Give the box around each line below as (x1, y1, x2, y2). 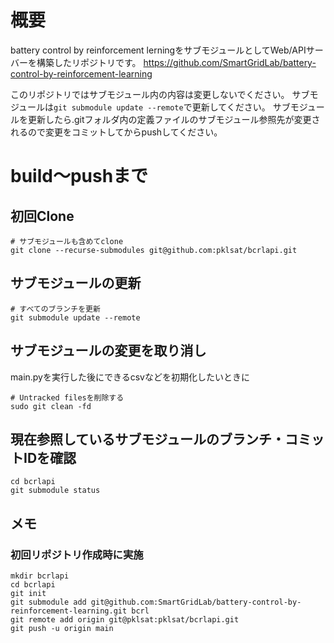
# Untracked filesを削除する (10, 392, 125, 403)
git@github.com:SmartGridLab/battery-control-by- (90, 597, 302, 608)
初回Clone (10, 207, 75, 225)
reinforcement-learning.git (10, 606, 128, 616)
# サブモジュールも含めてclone (10, 236, 124, 246)
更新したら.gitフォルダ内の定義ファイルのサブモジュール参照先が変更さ (27, 113, 321, 125)
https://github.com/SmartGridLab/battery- (143, 56, 317, 68)
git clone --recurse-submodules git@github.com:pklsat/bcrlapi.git (10, 245, 298, 255)
